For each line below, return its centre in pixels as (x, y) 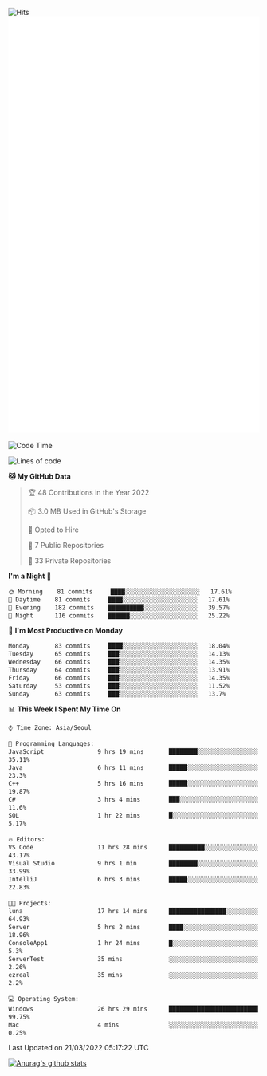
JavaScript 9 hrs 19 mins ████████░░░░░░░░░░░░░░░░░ (133, 752)
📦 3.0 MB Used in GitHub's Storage (87, 511)
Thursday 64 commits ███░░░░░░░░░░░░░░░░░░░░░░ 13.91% (119, 670)
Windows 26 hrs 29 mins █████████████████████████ (133, 1009)
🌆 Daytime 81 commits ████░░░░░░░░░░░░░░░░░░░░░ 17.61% (119, 600)
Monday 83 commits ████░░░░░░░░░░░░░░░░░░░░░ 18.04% (119, 646)
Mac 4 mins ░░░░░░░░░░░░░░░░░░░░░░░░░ (133, 1025)
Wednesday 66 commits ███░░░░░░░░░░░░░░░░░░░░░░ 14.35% (119, 662)
